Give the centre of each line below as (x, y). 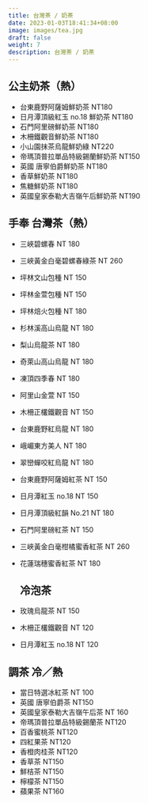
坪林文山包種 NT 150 (53, 277)
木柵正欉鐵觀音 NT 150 (57, 411)
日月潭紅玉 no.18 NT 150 (59, 496)
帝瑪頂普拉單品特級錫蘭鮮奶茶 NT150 (80, 156)
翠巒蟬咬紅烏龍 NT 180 (57, 462)
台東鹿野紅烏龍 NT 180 (57, 429)
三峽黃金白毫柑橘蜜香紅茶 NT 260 (75, 546)
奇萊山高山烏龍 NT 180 (57, 362)
